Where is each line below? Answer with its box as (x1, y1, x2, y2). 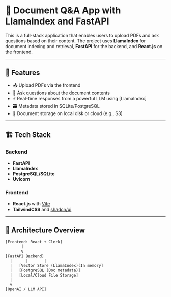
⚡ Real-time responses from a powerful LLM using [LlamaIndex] (12, 95, 147, 101)
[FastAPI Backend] (5, 254, 44, 259)
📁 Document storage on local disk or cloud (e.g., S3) (12, 110, 123, 117)
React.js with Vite (12, 200, 50, 207)
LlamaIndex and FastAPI (5, 15, 109, 27)
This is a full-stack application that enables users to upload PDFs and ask (5, 32, 159, 38)
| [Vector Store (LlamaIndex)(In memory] (10, 263, 103, 268)
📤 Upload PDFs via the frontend (12, 82, 81, 88)
